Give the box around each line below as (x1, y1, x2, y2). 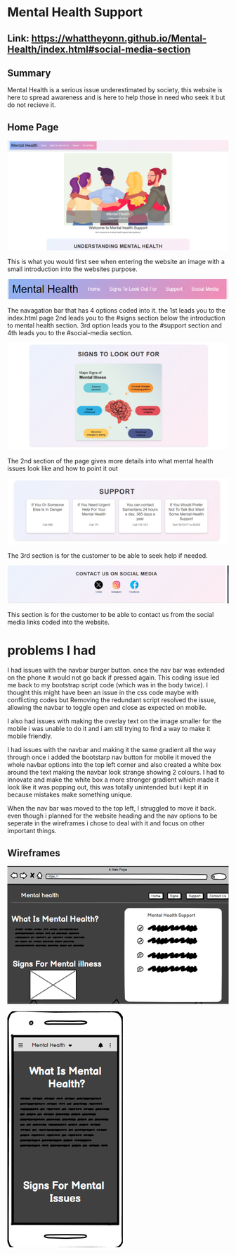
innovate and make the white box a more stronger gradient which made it (7, 775, 219, 784)
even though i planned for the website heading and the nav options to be (7, 811, 218, 820)
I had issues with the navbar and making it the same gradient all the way (7, 746, 216, 754)
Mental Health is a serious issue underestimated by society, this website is (7, 86, 223, 94)
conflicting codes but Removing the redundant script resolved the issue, (7, 696, 216, 704)
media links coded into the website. (7, 618, 110, 627)
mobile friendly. (7, 732, 53, 740)
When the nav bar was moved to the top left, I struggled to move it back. (7, 804, 216, 813)
